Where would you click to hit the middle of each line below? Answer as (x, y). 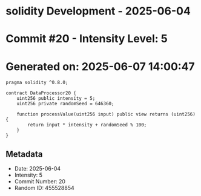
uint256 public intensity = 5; (56, 99)
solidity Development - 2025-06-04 (98, 11)
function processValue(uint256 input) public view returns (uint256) (106, 114)
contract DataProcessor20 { (41, 93)
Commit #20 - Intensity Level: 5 (87, 39)
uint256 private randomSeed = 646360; (65, 104)
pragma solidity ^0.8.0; (37, 83)
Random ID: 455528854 (44, 188)
